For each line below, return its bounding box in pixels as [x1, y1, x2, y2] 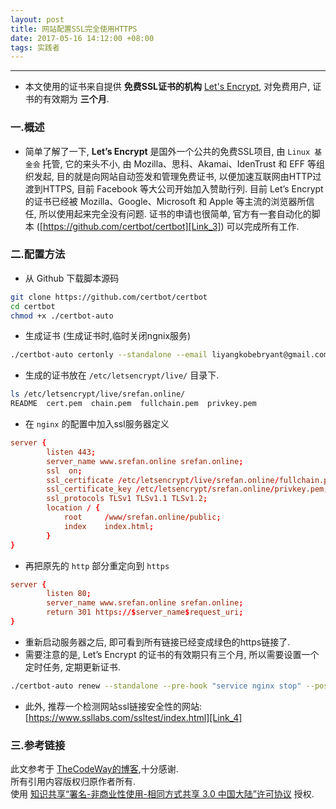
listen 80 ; [46, 589, 92, 599]
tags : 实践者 [10, 42, 60, 53]
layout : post [10, 14, 65, 25]
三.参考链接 [10, 738, 66, 752]
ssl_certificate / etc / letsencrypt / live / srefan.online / [46, 475, 280, 485]
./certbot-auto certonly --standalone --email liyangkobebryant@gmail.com [10, 350, 329, 360]
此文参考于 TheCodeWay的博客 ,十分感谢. [10, 763, 179, 775]
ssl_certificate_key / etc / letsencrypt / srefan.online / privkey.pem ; [46, 484, 329, 495]
